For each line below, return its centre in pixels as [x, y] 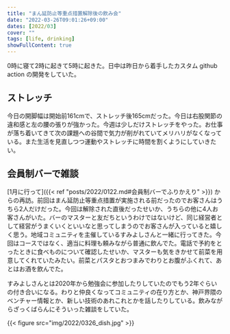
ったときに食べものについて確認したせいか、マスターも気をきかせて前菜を [112, 252]
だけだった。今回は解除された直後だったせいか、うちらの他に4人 [120, 208]
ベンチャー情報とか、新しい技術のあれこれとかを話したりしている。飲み [109, 300]
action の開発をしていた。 [44, 74]
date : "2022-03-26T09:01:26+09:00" [58, 20]
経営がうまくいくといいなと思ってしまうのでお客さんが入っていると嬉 [118, 226]
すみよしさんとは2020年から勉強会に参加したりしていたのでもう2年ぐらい [112, 283]
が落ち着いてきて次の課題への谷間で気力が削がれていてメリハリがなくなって [115, 133]
